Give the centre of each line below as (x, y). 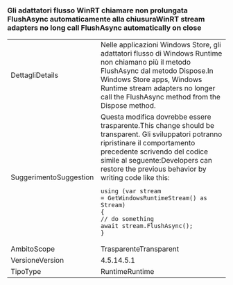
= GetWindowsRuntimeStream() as (154, 198)
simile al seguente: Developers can (156, 161)
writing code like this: (135, 178)
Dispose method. (128, 106)
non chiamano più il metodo (145, 63)
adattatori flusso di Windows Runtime (161, 54)
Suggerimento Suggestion (52, 177)
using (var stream (131, 191)
